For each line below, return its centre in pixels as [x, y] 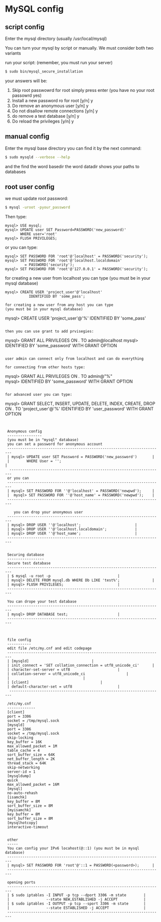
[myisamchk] [19, 810]
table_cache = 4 [23, 751]
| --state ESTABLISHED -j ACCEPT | [76, 908]
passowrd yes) [27, 95]
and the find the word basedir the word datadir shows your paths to [72, 166]
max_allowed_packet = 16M [33, 785]
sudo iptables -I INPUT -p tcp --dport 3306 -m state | [81, 895]
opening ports [21, 883]
